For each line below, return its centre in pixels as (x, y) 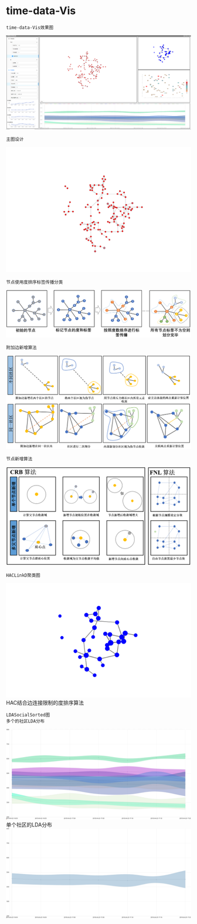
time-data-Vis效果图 (30, 28)
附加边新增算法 (21, 348)
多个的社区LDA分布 (26, 721)
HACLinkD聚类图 (23, 575)
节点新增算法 (19, 459)
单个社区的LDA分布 (29, 825)
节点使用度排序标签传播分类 (35, 282)
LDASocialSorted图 (28, 715)
